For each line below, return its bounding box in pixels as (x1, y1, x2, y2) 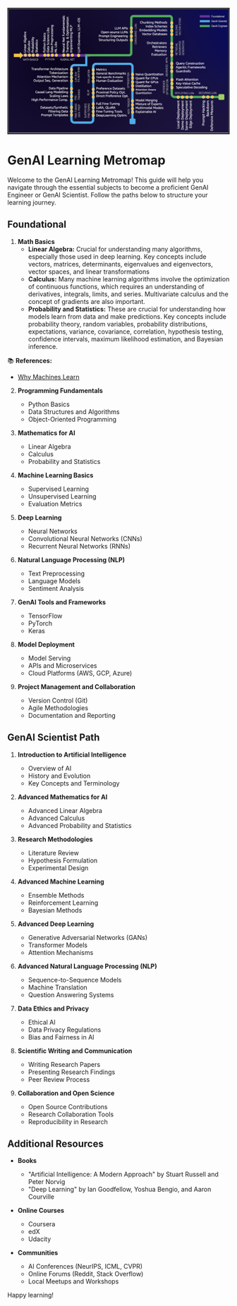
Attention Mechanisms (28, 948, 94, 956)
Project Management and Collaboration (17, 682, 136, 691)
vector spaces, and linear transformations (28, 267, 150, 276)
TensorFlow (28, 611, 63, 620)
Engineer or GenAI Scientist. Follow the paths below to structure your (7, 190, 208, 199)
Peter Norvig (28, 1178, 66, 1186)
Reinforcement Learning (28, 898, 99, 907)
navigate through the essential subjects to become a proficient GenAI (7, 183, 209, 191)
